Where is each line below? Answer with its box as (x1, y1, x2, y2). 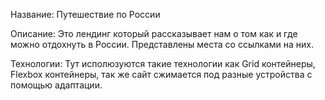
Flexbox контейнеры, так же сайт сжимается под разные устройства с (10, 69, 313, 80)
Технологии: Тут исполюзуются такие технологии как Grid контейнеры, (10, 58, 316, 69)
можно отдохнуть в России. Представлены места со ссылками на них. (10, 39, 314, 50)
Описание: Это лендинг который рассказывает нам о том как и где (10, 28, 298, 39)
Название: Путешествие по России (10, 9, 161, 20)
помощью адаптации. (10, 79, 103, 91)
